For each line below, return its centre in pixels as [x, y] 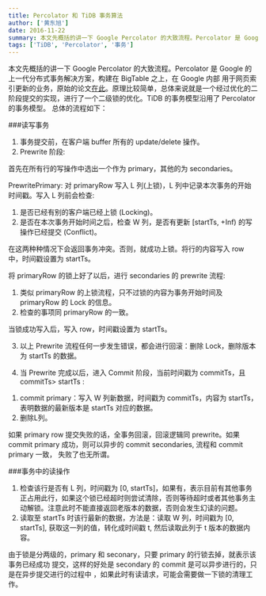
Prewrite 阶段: [42, 152]
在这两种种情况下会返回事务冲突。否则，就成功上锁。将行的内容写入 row [126, 249]
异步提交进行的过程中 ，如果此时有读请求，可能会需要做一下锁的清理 [134, 575]
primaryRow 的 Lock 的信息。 [68, 303]
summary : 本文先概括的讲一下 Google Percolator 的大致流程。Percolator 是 [125, 38]
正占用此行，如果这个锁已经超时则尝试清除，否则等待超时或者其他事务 [134, 498]
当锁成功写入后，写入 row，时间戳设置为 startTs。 [90, 329]
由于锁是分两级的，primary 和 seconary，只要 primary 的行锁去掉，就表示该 [132, 555]
